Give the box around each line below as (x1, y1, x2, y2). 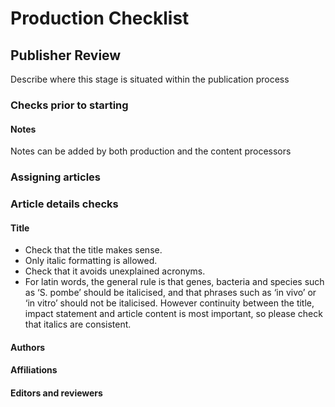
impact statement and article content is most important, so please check (24, 308, 323, 320)
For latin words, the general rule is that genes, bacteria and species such (24, 276, 325, 288)
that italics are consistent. (24, 318, 132, 331)
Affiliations (10, 364, 58, 376)
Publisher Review (10, 47, 122, 64)
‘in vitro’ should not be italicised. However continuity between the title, (24, 297, 315, 309)
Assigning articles (10, 170, 102, 184)
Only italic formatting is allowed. (24, 255, 158, 267)
